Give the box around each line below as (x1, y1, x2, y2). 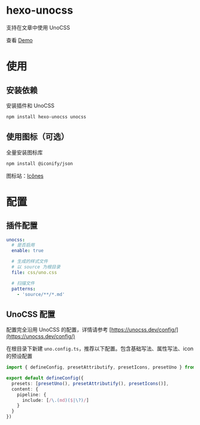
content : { (11, 386, 39, 392)
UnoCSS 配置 (6, 309, 55, 319)
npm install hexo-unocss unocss (6, 114, 86, 119)
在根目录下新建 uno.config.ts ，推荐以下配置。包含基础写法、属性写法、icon (6, 345, 194, 352)
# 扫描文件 (11, 280, 35, 286)
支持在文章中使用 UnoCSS (6, 24, 70, 31)
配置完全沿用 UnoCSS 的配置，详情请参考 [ (6, 326, 112, 333)
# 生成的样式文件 (11, 259, 48, 265)
